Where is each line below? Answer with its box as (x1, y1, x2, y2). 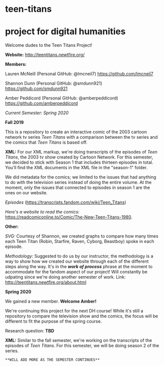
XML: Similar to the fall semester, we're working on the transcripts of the (5, 337, 152, 343)
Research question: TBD (5, 328, 55, 334)
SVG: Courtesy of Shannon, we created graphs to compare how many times (5, 233, 159, 239)
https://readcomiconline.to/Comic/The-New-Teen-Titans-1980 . (5, 214, 133, 220)
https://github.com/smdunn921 (5, 86, 68, 91)
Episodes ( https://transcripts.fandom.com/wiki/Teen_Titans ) (5, 199, 127, 205)
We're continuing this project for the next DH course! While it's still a (5, 308, 143, 314)
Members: (5, 61, 27, 67)
